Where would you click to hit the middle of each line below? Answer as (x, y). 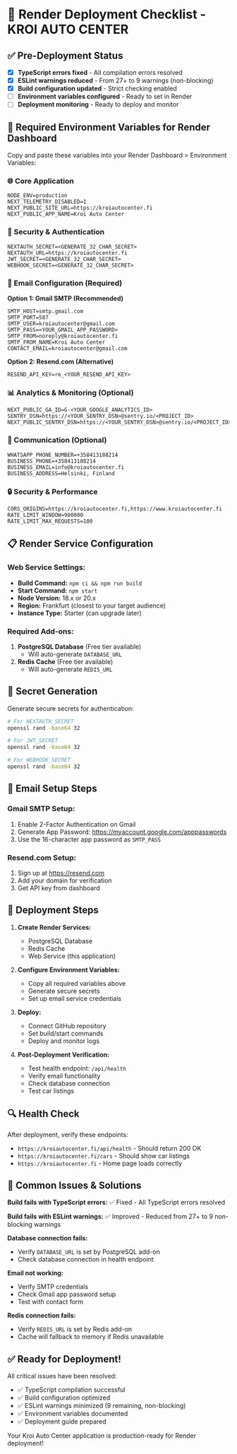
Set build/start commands (66, 1033)
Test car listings (51, 1090)
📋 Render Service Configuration (80, 544)
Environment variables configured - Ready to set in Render (105, 97)
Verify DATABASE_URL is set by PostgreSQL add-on (89, 1252)
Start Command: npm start (57, 591)
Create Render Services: (54, 927)
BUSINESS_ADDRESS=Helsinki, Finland (61, 473)
